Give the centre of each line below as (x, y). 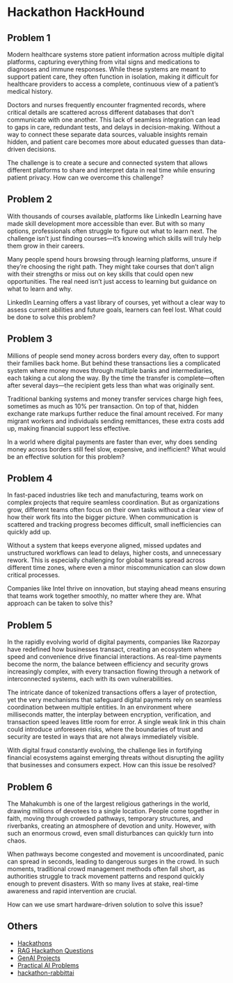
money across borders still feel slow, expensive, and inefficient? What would (116, 449)
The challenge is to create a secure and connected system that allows (107, 163)
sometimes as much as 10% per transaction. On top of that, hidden (103, 406)
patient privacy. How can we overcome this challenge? (86, 177)
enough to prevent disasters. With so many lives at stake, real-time (103, 884)
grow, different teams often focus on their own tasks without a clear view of (115, 510)
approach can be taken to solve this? (60, 603)
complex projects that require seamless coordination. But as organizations (114, 502)
